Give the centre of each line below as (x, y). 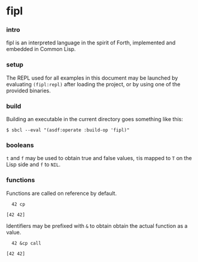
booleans (20, 145)
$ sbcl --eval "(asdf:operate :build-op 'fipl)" (68, 130)
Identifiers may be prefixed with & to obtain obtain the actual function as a (97, 225)
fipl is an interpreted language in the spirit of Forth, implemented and (91, 43)
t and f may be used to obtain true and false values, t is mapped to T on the (99, 158)
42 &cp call (27, 243)
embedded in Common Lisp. (41, 49)
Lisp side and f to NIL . (33, 165)
